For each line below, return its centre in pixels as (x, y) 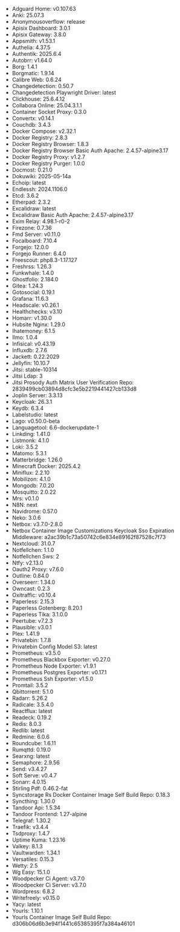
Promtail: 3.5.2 (30, 685)
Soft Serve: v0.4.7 (34, 775)
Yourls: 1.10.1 (27, 911)
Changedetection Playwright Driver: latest (64, 92)
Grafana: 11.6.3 (30, 299)
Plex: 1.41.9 (26, 634)
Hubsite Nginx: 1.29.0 (38, 324)
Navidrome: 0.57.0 (34, 511)
